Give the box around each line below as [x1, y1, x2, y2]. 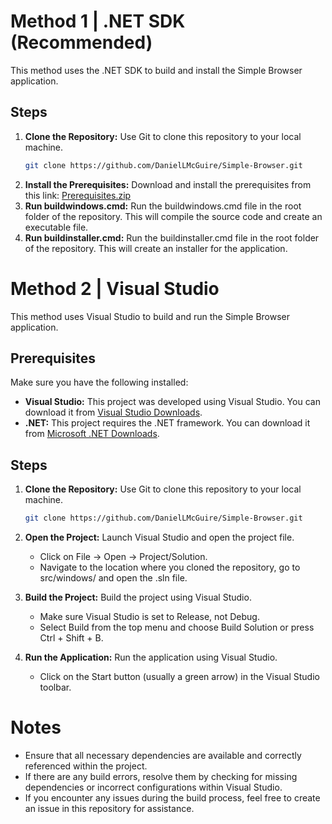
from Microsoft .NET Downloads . [24, 428, 160, 440]
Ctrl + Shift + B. [39, 632, 104, 644]
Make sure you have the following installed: [10, 376, 189, 389]
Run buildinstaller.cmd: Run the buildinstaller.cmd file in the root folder [24, 231, 320, 244]
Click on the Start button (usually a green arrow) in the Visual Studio [39, 671, 320, 683]
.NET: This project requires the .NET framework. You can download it [24, 417, 311, 429]
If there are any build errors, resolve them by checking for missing [24, 771, 298, 782]
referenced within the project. [24, 760, 148, 772]
